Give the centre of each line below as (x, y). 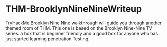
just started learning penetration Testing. (47, 39)
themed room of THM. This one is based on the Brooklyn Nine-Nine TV (79, 28)
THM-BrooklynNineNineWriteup (74, 9)
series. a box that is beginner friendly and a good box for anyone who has (82, 33)
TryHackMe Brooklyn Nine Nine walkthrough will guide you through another (83, 23)
